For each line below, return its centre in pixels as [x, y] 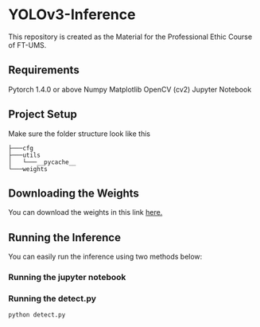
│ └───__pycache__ [43, 162]
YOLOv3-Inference [72, 15]
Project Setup [43, 114]
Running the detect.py [52, 298]
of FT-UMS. [27, 45]
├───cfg [21, 148]
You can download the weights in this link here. [85, 212]
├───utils [25, 155]
